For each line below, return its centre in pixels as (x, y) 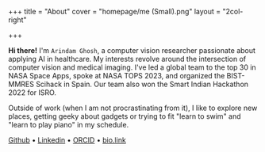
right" (17, 20)
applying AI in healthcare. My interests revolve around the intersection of (127, 59)
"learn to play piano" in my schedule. (69, 125)
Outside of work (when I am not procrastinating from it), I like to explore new (133, 108)
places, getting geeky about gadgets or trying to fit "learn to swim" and (125, 116)
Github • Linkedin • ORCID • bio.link (67, 140)
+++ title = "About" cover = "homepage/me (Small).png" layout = (115, 11)
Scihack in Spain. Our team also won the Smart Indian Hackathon (142, 84)
